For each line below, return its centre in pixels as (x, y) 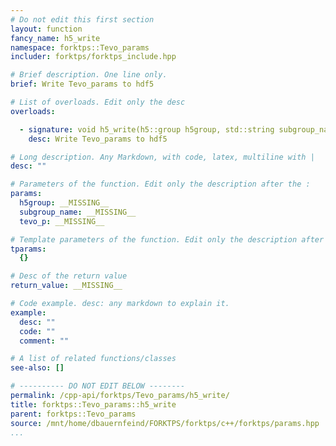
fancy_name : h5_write (55, 38)
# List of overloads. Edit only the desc (98, 102)
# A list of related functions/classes (93, 359)
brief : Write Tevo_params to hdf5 (82, 84)
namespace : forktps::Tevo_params (80, 47)
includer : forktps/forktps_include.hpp (93, 57)
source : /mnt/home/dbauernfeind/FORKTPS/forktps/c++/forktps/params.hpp (165, 423)
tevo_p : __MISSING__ (62, 221)
